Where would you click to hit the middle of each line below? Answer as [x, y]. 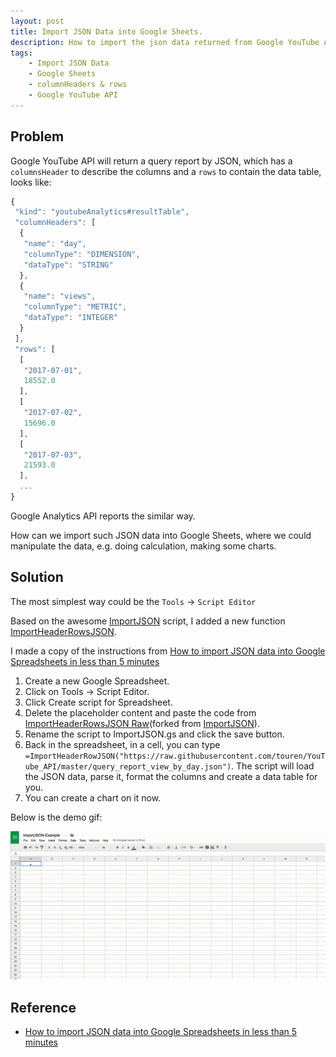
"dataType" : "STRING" [68, 265]
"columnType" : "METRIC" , [75, 307]
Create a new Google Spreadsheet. [97, 681]
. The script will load [273, 766]
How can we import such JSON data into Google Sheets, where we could [161, 535]
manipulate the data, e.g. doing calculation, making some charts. [143, 546]
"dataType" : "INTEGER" [70, 318]
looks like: [31, 182]
